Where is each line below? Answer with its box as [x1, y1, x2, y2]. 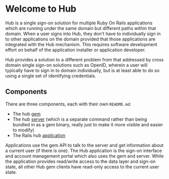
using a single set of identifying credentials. [5, 73, 96, 79]
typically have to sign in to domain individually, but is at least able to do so [5, 67, 160, 74]
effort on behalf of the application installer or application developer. [5, 47, 146, 53]
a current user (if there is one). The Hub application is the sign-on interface [5, 148, 162, 154]
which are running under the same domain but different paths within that [5, 25, 156, 31]
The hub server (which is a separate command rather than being [12, 116, 147, 122]
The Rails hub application [12, 132, 66, 138]
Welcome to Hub [5, 3, 77, 15]
